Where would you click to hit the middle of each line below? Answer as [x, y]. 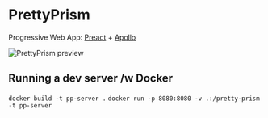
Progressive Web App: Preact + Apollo [72, 37]
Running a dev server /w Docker [91, 78]
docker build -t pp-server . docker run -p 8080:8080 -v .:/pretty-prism [134, 99]
